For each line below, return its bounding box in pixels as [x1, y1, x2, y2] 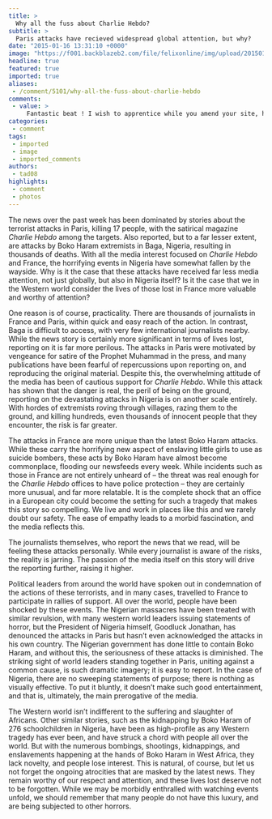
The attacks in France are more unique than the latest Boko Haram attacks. [8, 435, 258, 446]
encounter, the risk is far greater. [8, 420, 117, 429]
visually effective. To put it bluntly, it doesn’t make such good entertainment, [8, 682, 263, 692]
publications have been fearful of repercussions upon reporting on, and [8, 360, 247, 369]
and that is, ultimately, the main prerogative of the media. [8, 690, 198, 701]
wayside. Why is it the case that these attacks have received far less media [8, 267, 259, 276]
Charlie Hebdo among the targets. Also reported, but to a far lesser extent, [8, 232, 257, 241]
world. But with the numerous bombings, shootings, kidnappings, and [8, 740, 240, 750]
